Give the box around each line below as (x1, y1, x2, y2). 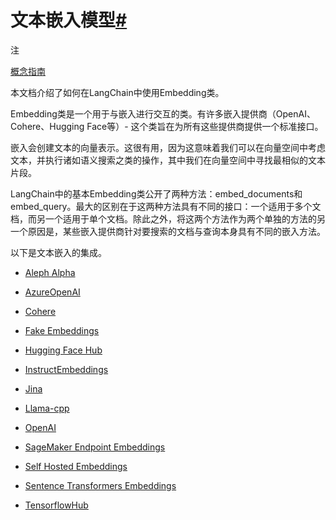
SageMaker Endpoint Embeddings (24, 441, 166, 453)
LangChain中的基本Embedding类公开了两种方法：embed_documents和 (10, 187, 303, 200)
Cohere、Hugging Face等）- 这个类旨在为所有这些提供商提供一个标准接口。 (10, 120, 324, 132)
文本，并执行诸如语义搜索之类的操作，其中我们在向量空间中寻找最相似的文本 (10, 154, 326, 166)
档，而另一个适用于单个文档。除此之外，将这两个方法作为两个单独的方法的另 (10, 212, 326, 225)
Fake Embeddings (24, 324, 100, 336)
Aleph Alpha (24, 266, 76, 278)
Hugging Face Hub (24, 344, 103, 356)
